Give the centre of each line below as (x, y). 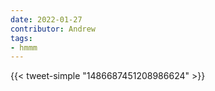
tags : (21, 38)
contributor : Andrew (53, 29)
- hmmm (24, 47)
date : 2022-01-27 (46, 19)
